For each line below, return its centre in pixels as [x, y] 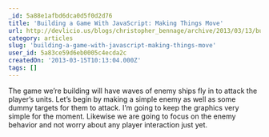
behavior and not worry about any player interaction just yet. [108, 124]
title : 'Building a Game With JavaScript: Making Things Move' [116, 23]
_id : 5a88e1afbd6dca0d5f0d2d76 [60, 16]
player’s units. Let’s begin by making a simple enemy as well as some [122, 99]
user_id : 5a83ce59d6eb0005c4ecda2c [68, 53]
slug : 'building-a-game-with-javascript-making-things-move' [112, 46]
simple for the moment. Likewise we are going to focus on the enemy [122, 116]
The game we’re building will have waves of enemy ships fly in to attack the [133, 91]
